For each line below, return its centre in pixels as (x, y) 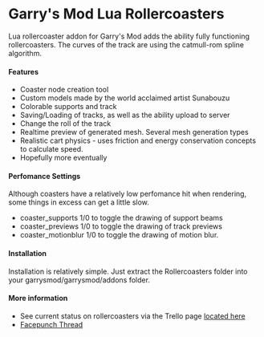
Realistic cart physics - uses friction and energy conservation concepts (138, 140)
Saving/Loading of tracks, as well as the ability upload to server (125, 115)
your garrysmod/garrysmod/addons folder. (79, 280)
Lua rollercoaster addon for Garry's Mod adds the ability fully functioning (129, 36)
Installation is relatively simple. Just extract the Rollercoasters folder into (128, 271)
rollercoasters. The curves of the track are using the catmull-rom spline (126, 44)
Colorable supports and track (68, 107)
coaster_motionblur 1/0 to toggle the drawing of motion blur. (119, 235)
